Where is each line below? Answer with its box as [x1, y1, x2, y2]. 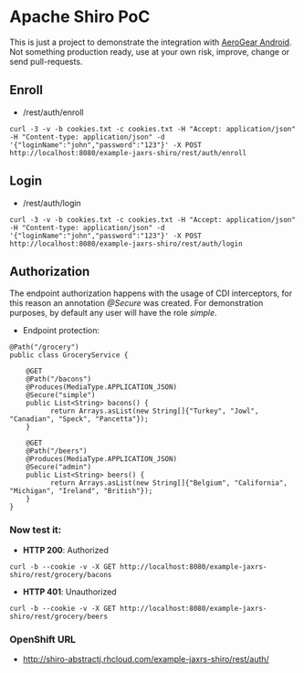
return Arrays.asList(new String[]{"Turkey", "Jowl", [49, 406, 259, 416]
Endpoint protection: [22, 325, 100, 336]
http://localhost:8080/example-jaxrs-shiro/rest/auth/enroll [9, 148, 247, 157]
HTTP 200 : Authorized [22, 544, 110, 555]
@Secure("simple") [26, 391, 96, 400]
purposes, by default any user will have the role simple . [9, 308, 217, 319]
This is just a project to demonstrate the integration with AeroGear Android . [9, 37, 292, 47]
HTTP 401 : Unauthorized [22, 586, 117, 597]
